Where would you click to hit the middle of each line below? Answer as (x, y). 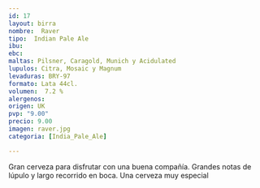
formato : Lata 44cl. (43, 83)
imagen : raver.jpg (39, 129)
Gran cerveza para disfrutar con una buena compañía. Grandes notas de (130, 166)
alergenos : (27, 99)
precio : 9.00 (30, 122)
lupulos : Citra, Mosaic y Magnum (65, 69)
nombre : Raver (34, 31)
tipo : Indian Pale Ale (49, 38)
